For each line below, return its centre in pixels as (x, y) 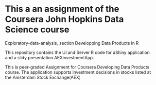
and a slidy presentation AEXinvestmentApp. (50, 57)
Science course (37, 30)
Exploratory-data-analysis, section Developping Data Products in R (72, 43)
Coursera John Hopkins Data (64, 19)
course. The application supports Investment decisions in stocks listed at (78, 72)
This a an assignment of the (62, 9)
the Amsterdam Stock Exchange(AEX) (43, 77)
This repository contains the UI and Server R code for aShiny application (77, 52)
